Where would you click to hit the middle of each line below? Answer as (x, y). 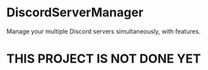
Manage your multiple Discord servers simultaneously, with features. (103, 31)
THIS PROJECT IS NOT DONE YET (104, 59)
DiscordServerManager (75, 13)
